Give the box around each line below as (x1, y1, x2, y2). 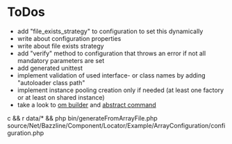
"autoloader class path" (17, 78, 85, 87)
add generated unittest (17, 64, 83, 72)
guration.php (7, 129, 44, 137)
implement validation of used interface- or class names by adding (17, 71, 206, 80)
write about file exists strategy (17, 42, 104, 50)
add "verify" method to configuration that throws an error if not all (17, 49, 206, 57)
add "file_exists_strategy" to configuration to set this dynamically (17, 27, 204, 35)
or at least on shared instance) (17, 93, 106, 101)
